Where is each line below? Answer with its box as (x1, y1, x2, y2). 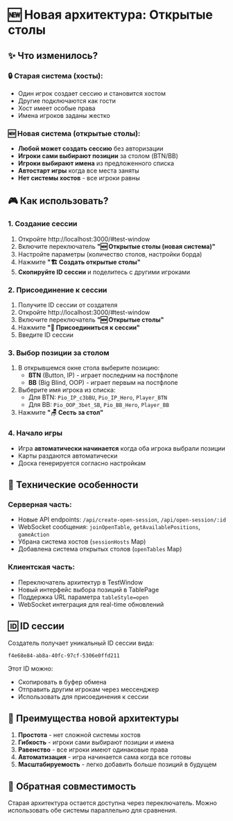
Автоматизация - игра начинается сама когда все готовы (17, 753, 191, 761)
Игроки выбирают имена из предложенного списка (17, 159, 175, 168)
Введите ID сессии (17, 331, 74, 339)
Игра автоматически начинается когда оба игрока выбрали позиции (17, 444, 226, 452)
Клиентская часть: (8, 562, 76, 572)
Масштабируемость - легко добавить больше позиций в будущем (17, 760, 217, 769)
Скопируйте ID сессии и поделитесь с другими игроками (17, 268, 191, 276)
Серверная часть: (8, 500, 72, 510)
